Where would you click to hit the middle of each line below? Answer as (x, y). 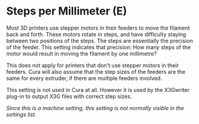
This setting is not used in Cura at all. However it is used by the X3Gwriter (98, 90)
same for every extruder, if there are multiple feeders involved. (84, 78)
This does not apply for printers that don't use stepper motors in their (93, 65)
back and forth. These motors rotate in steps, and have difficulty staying (96, 34)
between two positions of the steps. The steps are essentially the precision (100, 41)
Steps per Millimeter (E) (67, 11)
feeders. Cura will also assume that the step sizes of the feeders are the (96, 71)
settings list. (21, 114)
